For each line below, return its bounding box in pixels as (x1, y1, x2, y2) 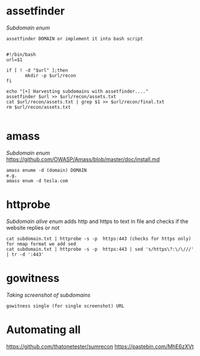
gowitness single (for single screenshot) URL (6, 302, 125, 309)
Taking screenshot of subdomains (6, 291, 91, 298)
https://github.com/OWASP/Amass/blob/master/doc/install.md (6, 155, 160, 163)
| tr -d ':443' (6, 251, 44, 257)
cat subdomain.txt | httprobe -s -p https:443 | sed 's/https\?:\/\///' (6, 246, 195, 252)
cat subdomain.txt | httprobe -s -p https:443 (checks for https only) (6, 236, 192, 242)
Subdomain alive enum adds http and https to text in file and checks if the (6, 218, 189, 225)
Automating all (6, 323, 81, 336)
